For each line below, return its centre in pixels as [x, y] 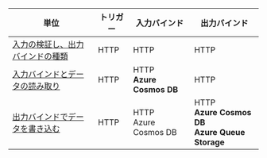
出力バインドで [41, 117]
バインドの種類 [41, 56]
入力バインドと [41, 74]
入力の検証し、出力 [48, 44]
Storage [209, 142]
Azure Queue [220, 132]
